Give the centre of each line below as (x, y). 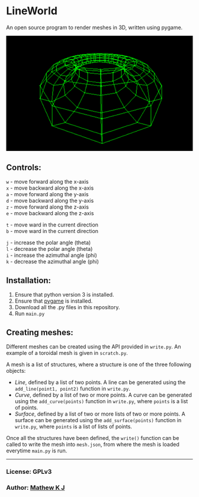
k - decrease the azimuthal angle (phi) (53, 262)
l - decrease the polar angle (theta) (49, 249)
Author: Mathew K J (36, 487)
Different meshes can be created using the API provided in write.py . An (94, 347)
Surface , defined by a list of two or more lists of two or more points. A (100, 414)
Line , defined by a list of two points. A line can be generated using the (100, 382)
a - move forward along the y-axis (47, 194)
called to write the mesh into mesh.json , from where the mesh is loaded (93, 444)
